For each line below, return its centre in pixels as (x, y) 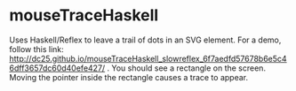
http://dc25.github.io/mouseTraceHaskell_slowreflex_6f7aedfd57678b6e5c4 (148, 58)
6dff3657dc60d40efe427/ (57, 68)
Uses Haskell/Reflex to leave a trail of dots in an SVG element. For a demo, (145, 40)
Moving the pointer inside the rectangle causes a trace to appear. (129, 77)
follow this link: (36, 49)
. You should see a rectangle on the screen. (187, 68)
